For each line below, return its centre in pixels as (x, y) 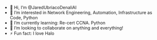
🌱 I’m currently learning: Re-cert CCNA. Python (58, 23)
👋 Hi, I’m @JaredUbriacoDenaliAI (43, 7)
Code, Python (24, 18)
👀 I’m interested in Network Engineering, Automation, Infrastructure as (81, 13)
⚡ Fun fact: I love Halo (32, 33)
